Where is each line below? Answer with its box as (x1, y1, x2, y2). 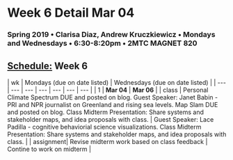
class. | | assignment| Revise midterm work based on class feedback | (7, 137, 208, 145)
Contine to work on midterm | (7, 145, 92, 153)
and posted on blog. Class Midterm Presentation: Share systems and (7, 108, 204, 116)
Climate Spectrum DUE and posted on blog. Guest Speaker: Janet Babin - (7, 93, 218, 102)
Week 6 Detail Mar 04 (7, 5, 135, 21)
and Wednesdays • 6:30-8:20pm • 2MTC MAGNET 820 (7, 38, 198, 48)
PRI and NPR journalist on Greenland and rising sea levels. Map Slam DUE (7, 100, 218, 109)
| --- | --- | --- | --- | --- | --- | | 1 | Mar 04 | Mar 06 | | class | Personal (7, 86, 209, 94)
